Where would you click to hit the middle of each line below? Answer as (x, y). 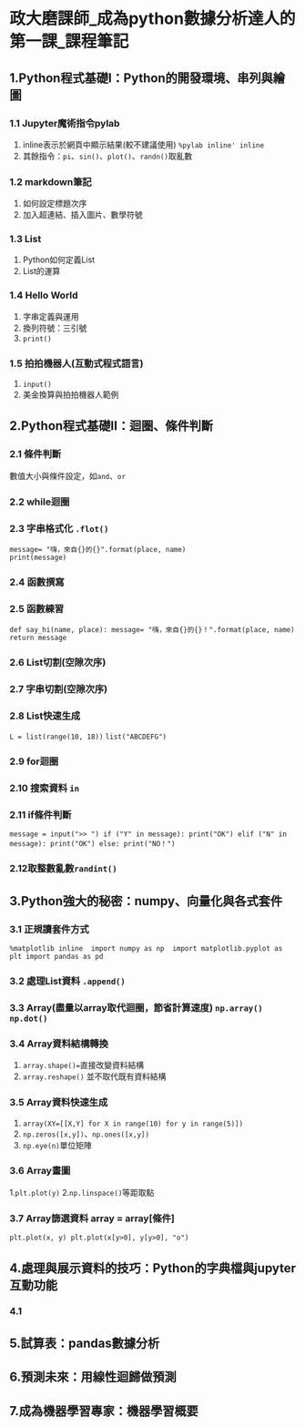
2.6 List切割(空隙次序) (58, 663)
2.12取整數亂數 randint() (63, 869)
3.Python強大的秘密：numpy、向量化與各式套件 (146, 901)
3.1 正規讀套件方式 (49, 929)
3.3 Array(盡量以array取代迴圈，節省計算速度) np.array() (136, 1007)
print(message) (38, 557)
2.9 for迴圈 (34, 761)
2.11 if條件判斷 (41, 815)
